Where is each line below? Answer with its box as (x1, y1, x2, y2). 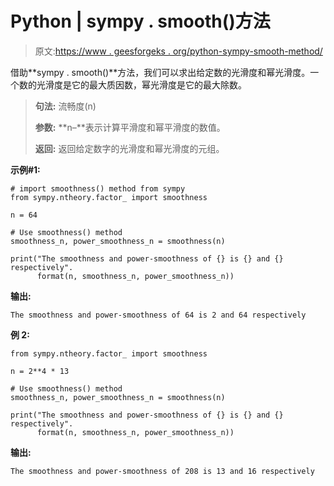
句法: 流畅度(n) (34, 100, 97, 112)
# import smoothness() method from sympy (10, 183, 186, 194)
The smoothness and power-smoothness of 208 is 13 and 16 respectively (10, 466, 315, 476)
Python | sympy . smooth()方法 (10, 10, 271, 33)
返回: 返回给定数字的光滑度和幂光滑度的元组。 (34, 142, 225, 154)
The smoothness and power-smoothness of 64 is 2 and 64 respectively (10, 310, 307, 320)
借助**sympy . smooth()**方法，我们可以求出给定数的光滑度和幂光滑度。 (10, 66, 311, 78)
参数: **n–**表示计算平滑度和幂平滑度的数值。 (34, 121, 226, 133)
